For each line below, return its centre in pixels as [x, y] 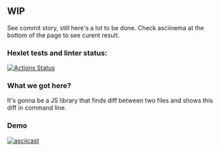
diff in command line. [37, 108]
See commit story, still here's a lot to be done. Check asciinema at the [106, 27]
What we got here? [39, 86]
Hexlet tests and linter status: [57, 53]
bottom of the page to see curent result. [63, 35]
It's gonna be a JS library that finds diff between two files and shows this [110, 101]
